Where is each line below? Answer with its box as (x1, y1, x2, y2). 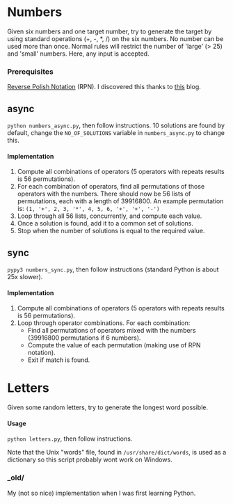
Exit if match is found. (27, 356, 90, 364)
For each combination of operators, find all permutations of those (17, 182, 205, 191)
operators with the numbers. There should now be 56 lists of (17, 189, 191, 198)
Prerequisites (7, 67, 54, 77)
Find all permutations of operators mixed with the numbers (27, 326, 196, 335)
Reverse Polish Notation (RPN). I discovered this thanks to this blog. (7, 83, 202, 91)
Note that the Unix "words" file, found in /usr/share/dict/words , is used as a (7, 448, 227, 457)
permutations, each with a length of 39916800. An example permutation (17, 197, 224, 205)
